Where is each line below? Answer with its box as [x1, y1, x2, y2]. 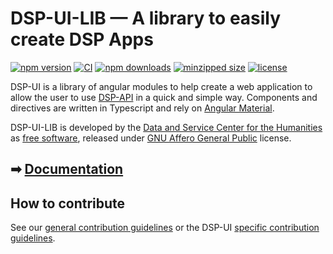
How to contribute [10, 195, 126, 212]
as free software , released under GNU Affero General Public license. [10, 132, 292, 144]
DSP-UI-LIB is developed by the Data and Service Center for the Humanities [10, 121, 323, 133]
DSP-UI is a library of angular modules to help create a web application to [10, 80, 313, 92]
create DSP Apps [10, 28, 154, 51]
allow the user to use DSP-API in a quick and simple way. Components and [10, 91, 318, 103]
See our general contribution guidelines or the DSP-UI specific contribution [10, 222, 320, 234]
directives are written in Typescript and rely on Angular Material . [10, 102, 275, 114]
